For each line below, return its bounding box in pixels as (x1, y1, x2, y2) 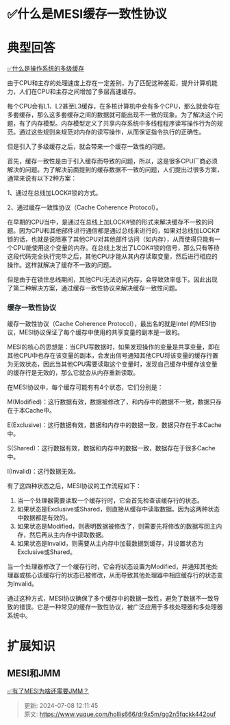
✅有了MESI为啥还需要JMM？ (7, 687, 89, 695)
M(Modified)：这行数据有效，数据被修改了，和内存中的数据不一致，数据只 (7, 398, 216, 406)
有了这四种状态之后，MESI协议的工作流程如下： (7, 482, 142, 490)
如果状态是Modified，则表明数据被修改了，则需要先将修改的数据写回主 (16, 522, 217, 531)
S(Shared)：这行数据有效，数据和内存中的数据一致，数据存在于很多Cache (7, 444, 216, 452)
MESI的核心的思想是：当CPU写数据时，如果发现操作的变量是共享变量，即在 (7, 343, 220, 351)
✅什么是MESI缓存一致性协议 (7, 6, 167, 22)
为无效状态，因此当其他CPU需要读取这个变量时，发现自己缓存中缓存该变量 (7, 360, 218, 368)
